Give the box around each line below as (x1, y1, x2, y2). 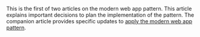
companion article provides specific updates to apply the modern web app (6, 18, 193, 24)
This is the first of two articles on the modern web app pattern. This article (6, 5, 192, 12)
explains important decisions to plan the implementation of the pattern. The (6, 11, 195, 18)
